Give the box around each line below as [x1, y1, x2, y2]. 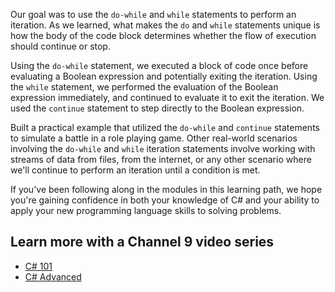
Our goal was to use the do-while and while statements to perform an [10, 9, 297, 20]
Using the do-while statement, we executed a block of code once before [10, 60, 309, 71]
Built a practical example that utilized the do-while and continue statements [10, 122, 320, 133]
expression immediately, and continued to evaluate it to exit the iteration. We [10, 92, 325, 103]
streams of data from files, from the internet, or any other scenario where [10, 154, 312, 165]
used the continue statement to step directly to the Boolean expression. [10, 102, 305, 114]
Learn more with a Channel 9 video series [10, 234, 275, 251]
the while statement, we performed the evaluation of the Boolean [10, 81, 279, 93]
